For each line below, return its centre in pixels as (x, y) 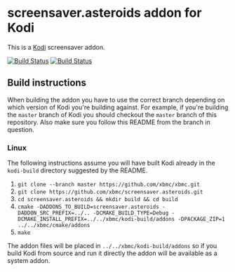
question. (21, 129)
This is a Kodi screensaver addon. (56, 47)
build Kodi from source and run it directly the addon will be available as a (112, 253)
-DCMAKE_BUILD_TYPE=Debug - (134, 213)
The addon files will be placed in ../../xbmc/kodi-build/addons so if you (112, 246)
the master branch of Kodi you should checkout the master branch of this (112, 114)
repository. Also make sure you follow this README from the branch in (109, 122)
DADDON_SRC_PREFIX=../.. (54, 213)
